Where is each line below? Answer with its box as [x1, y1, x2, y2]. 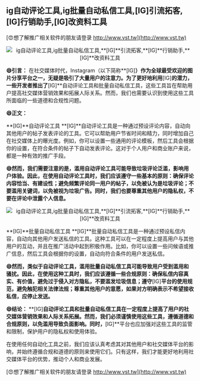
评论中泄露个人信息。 [16, 194, 69, 202]
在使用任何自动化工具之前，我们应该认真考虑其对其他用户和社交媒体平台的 [6, 340, 189, 348]
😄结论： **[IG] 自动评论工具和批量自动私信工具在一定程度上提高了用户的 [6, 305, 184, 312]
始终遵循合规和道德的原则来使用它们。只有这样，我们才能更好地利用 [21, 348, 189, 355]
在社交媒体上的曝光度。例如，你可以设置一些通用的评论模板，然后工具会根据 [6, 137, 194, 144]
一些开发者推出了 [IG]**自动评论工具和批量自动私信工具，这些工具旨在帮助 [6, 81, 187, 89]
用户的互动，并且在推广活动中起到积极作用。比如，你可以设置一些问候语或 [6, 242, 189, 249]
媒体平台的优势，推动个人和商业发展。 [11, 355, 105, 362]
